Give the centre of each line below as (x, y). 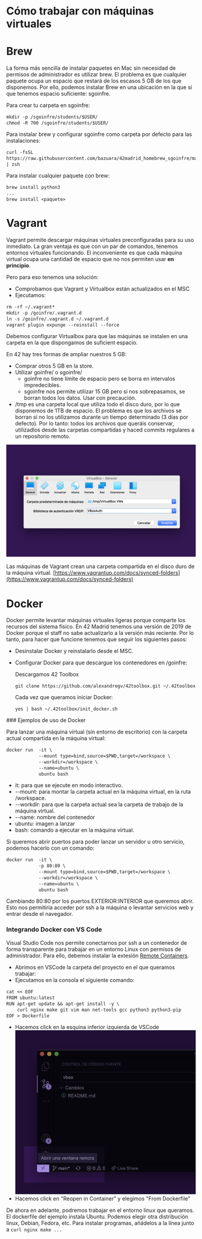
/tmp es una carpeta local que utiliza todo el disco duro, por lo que (97, 404)
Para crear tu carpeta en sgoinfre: (48, 105)
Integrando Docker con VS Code (54, 930)
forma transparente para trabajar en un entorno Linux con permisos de (94, 949)
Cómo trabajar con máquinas (80, 11)
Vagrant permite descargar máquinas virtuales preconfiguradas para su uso (100, 240)
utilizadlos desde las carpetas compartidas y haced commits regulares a (105, 430)
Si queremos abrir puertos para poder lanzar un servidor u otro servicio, (96, 842)
